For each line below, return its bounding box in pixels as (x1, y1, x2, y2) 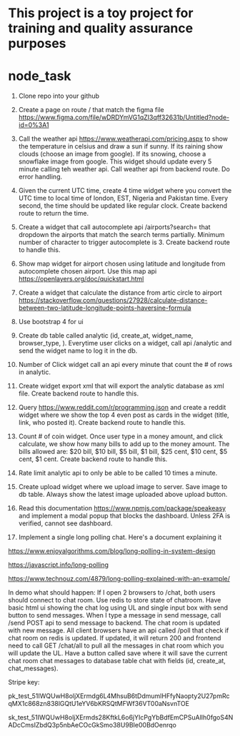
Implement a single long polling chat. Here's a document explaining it (18, 533, 222, 542)
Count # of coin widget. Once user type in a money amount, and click (18, 432, 224, 440)
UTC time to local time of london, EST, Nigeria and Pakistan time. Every (18, 194, 229, 203)
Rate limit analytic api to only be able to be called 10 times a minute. (18, 469, 218, 478)
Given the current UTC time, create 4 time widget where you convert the (18, 186, 232, 195)
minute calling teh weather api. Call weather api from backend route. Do (18, 165, 231, 173)
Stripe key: (8, 678, 40, 687)
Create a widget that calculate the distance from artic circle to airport (18, 288, 222, 297)
